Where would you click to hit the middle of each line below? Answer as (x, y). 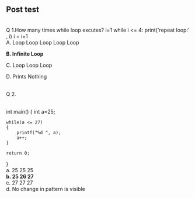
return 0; (18, 153)
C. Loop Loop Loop (29, 65)
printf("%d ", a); (39, 132)
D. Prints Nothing (27, 76)
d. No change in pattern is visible (46, 189)
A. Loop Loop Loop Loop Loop (43, 42)
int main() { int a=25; (31, 111)
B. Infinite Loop (25, 54)
